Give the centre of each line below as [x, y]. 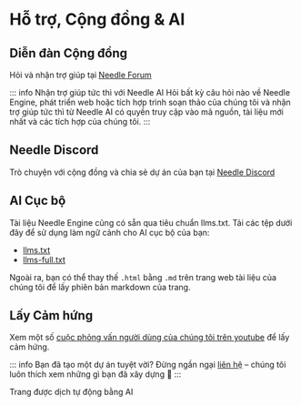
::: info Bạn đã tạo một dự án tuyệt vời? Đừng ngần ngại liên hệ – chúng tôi [148, 365]
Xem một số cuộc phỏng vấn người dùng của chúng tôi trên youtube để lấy [150, 338]
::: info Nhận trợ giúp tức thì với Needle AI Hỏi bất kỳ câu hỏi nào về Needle [150, 92]
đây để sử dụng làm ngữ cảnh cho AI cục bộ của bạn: [110, 232]
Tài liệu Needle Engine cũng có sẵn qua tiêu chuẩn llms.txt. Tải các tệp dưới [151, 222]
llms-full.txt [44, 259]
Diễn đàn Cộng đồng [69, 53]
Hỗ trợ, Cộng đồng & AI [97, 20]
